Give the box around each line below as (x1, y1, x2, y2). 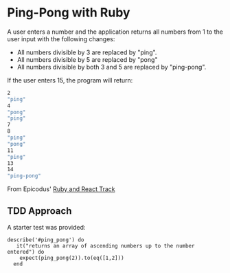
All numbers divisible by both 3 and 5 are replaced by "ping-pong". (16, 63, 207, 71)
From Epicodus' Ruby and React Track (7, 185, 115, 193)
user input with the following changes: (7, 34, 115, 43)
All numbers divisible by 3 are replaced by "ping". (16, 48, 157, 56)
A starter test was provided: (7, 223, 86, 231)
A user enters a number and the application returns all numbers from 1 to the (7, 28, 223, 36)
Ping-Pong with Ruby (7, 5, 130, 21)
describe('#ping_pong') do (7, 237, 84, 243)
